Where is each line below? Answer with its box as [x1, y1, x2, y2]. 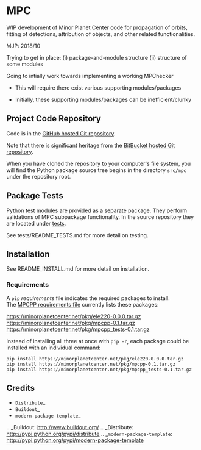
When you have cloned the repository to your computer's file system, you [6, 160, 191, 167]
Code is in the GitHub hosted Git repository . [6, 129, 116, 137]
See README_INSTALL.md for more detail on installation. [6, 265, 150, 273]
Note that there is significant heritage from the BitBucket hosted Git [6, 141, 175, 149]
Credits [6, 383, 35, 393]
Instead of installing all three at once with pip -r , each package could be [6, 337, 189, 345]
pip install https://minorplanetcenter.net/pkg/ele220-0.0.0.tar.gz [6, 355, 184, 362]
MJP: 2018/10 [6, 42, 41, 49]
